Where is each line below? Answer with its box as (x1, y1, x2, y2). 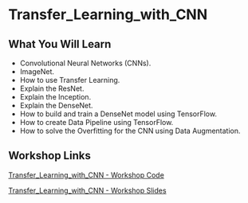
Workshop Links (8, 149, 92, 162)
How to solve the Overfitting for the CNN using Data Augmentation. (19, 126, 241, 135)
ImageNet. (19, 67, 54, 76)
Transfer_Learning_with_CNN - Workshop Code (8, 170, 165, 180)
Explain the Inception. (19, 92, 92, 101)
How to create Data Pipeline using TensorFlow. (19, 118, 174, 127)
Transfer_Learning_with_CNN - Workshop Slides (8, 185, 167, 195)
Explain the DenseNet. (19, 101, 93, 110)
